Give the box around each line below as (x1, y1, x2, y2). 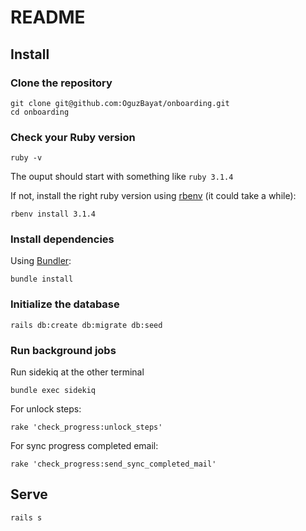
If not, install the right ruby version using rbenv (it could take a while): (10, 190, 297, 202)
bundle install (10, 274, 74, 285)
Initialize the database (10, 297, 120, 311)
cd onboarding (10, 107, 70, 117)
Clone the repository (10, 76, 113, 90)
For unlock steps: (10, 403, 82, 415)
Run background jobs (10, 343, 117, 357)
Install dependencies (10, 232, 115, 246)
